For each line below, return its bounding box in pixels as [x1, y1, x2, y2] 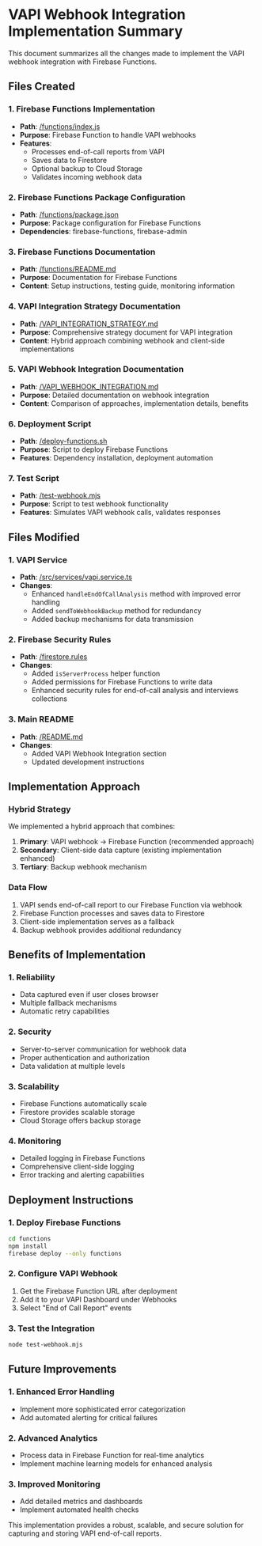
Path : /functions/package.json [19, 210, 119, 219]
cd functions [8, 1234, 51, 1243]
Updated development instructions [31, 757, 145, 767]
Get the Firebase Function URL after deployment [19, 1286, 178, 1295]
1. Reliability [8, 972, 55, 983]
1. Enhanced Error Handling [8, 1386, 115, 1397]
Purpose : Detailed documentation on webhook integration [19, 390, 210, 400]
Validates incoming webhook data [31, 172, 142, 181]
